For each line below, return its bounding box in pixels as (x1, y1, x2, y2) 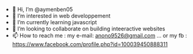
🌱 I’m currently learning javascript (12, 19, 97, 25)
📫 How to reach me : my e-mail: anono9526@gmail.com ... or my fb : (12, 32, 188, 39)
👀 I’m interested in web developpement (12, 12, 111, 19)
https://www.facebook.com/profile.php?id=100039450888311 (12, 41, 168, 48)
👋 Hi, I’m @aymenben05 (12, 6, 73, 13)
